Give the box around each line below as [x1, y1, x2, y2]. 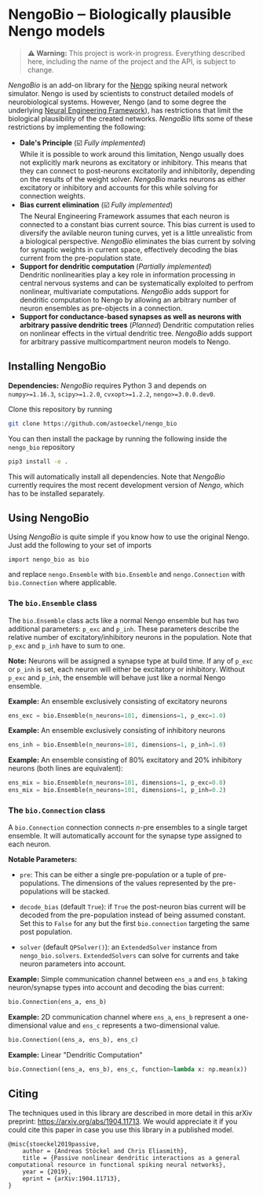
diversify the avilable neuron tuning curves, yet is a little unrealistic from [19, 228, 253, 237]
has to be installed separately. [8, 489, 105, 498]
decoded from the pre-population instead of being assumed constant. [19, 910, 246, 920]
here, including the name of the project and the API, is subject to [27, 57, 236, 66]
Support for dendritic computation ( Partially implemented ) [19, 262, 212, 271]
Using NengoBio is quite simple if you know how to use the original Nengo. [8, 532, 250, 541]
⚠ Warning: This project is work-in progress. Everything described [27, 48, 246, 58]
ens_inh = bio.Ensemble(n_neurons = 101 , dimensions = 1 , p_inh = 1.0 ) [8, 741, 226, 749]
